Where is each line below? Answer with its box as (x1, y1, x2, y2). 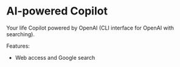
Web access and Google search (15, 54, 95, 61)
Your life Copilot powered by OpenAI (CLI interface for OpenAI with (6, 24, 175, 31)
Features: (6, 42, 30, 49)
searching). (6, 30, 35, 37)
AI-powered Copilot (6, 4, 108, 18)
